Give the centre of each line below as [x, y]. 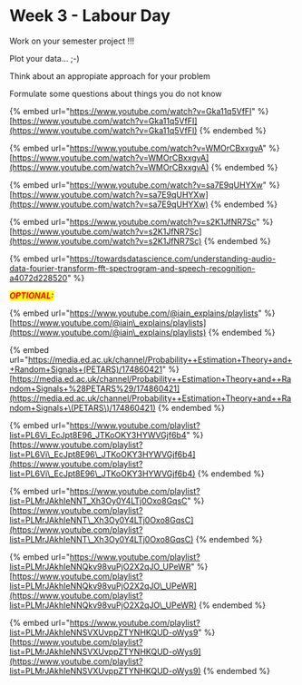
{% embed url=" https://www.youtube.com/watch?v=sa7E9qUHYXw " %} [145, 185]
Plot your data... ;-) [44, 58]
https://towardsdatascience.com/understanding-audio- [173, 259]
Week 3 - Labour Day [90, 16]
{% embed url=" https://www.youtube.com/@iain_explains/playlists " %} [142, 313]
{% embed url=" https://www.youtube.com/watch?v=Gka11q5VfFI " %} [139, 111]
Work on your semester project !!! [72, 41]
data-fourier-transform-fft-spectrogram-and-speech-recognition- [132, 268]
